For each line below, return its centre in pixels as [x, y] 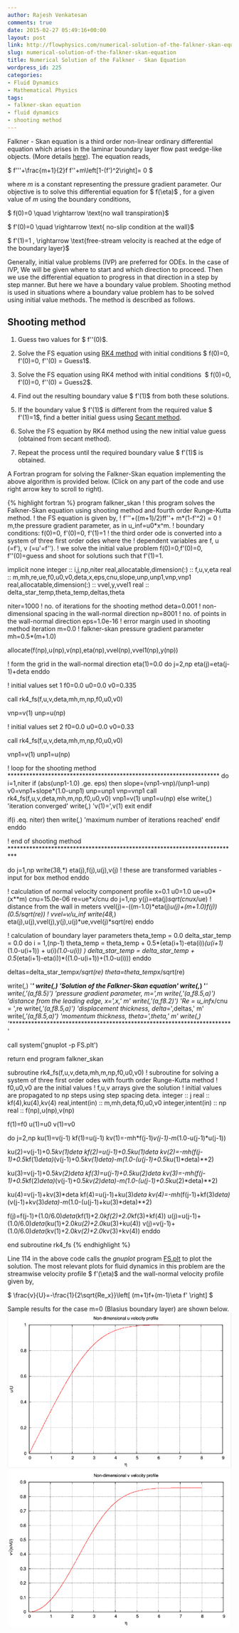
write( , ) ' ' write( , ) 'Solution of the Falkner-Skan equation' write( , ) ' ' [108, 986]
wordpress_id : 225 [34, 68]
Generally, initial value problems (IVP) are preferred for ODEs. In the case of [118, 262]
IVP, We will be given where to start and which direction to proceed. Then [115, 269]
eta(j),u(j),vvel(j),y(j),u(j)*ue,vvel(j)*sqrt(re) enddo [81, 922]
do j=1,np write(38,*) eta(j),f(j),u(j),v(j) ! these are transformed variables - [115, 870]
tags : [15, 98]
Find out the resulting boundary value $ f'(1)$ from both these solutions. [123, 396]
